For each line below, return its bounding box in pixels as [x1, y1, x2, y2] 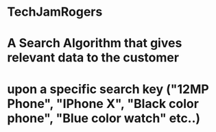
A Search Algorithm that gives [7, 36, 182, 51]
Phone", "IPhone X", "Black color [7, 96, 199, 111]
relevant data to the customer [7, 50, 180, 66]
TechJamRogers [7, 4, 103, 20]
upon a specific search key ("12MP [7, 81, 209, 96]
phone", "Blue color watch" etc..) [7, 110, 201, 126]
